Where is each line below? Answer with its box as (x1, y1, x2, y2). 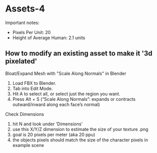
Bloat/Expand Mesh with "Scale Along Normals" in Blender (5, 70, 126, 76)
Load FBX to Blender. (12, 80, 57, 86)
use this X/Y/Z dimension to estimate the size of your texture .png (12, 126, 149, 132)
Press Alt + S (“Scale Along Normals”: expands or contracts (12, 96, 136, 102)
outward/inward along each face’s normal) (12, 101, 100, 107)
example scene (12, 142, 44, 148)
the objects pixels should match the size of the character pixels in (12, 136, 148, 143)
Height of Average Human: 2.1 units (12, 35, 85, 41)
